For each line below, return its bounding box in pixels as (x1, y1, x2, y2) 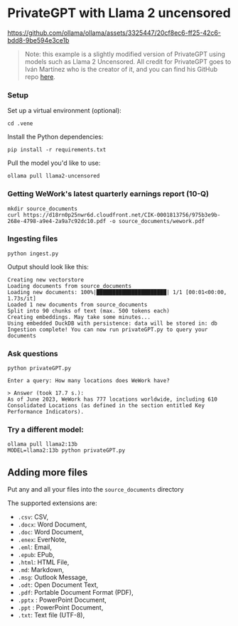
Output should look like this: (7, 262, 89, 271)
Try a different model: (7, 425, 84, 435)
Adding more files (7, 466, 88, 478)
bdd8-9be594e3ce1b (7, 36, 70, 44)
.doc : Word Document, (17, 528, 84, 536)
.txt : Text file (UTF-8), (17, 611, 85, 620)
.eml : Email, (17, 543, 52, 551)
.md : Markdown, (17, 566, 65, 574)
